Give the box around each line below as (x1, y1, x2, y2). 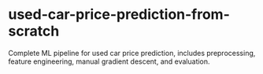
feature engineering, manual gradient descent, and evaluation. (8, 57, 210, 66)
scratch (8, 22, 60, 40)
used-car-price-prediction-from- (8, 6, 231, 24)
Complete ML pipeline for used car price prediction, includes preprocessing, (8, 48, 256, 57)
